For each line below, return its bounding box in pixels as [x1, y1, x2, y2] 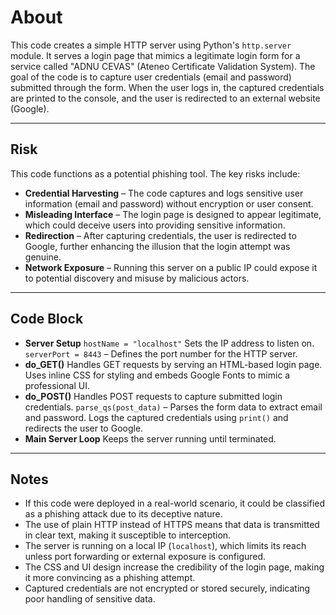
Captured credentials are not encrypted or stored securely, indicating [24, 582, 311, 595]
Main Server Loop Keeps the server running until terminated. [24, 432, 277, 445]
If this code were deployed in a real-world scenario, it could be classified [24, 497, 326, 510]
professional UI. [24, 379, 90, 391]
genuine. [24, 251, 62, 263]
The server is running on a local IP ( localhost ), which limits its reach [24, 540, 307, 552]
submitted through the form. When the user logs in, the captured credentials [10, 81, 325, 93]
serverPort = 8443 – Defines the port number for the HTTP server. [24, 347, 298, 360]
